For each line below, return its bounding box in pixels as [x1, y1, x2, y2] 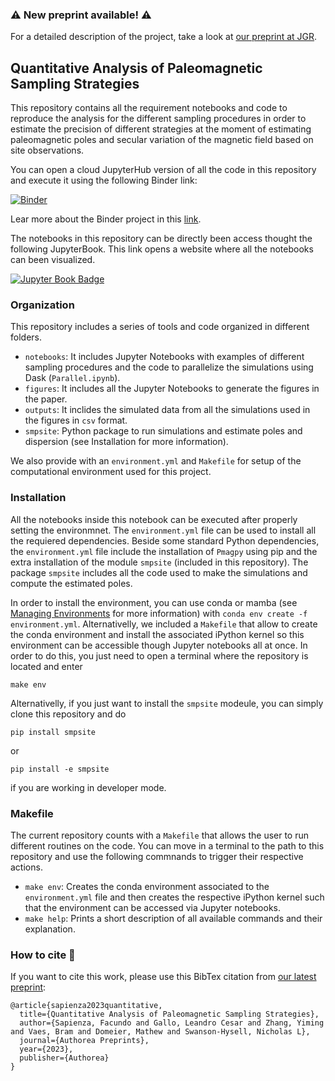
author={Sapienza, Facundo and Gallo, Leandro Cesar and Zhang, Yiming [19, 1018, 325, 1028]
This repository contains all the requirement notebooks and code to [10, 102, 288, 114]
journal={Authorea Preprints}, [19, 1036, 150, 1046]
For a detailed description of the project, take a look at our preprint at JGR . [10, 31, 318, 43]
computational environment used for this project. [10, 466, 212, 478]
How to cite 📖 [10, 948, 76, 962]
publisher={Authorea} [19, 1053, 110, 1063]
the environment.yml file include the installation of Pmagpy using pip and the [10, 545, 318, 557]
